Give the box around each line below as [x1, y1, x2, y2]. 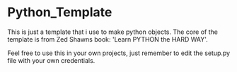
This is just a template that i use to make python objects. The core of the [7, 28, 218, 36]
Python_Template [7, 4, 112, 20]
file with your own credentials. [7, 56, 96, 64]
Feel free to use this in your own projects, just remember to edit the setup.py [7, 49, 231, 57]
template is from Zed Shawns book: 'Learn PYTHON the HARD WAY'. [7, 35, 209, 43]
